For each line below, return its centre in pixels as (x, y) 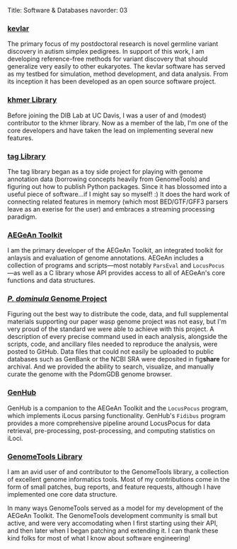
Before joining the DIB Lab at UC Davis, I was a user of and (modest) (107, 115)
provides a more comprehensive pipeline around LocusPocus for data (109, 423)
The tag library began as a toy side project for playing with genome (105, 171)
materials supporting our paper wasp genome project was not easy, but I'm (117, 322)
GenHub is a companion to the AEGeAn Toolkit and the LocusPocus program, (118, 408)
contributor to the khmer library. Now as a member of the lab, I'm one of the (118, 122)
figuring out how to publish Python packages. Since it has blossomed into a (117, 186)
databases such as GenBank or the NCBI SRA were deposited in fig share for (118, 359)
